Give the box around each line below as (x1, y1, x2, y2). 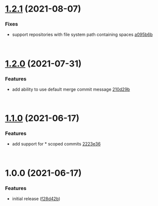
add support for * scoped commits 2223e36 (12, 141, 101, 147)
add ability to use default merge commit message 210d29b (12, 86, 130, 92)
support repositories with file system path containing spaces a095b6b (12, 32, 153, 37)
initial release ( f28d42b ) (12, 195, 61, 202)
